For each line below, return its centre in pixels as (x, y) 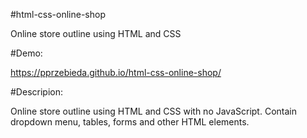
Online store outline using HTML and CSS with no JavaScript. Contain (153, 111)
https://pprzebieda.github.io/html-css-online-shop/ (116, 72)
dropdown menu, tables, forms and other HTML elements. (130, 122)
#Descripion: (36, 92)
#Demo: (26, 53)
